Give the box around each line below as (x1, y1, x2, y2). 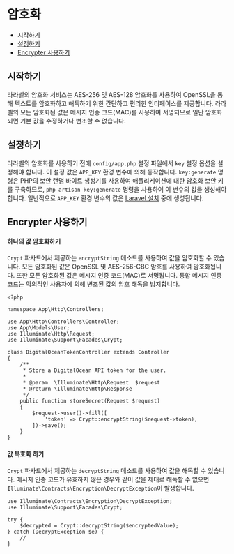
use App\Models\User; (7, 324, 70, 331)
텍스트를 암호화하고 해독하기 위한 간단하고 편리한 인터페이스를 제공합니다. (14, 99, 214, 107)
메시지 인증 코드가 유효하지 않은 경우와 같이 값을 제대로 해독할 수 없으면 (16, 475, 210, 484)
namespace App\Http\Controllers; (7, 306, 104, 313)
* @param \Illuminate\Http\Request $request (22, 380, 160, 387)
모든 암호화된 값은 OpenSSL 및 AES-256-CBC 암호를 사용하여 (22, 262, 192, 271)
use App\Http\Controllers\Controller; (7, 318, 120, 325)
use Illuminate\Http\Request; (7, 331, 95, 338)
